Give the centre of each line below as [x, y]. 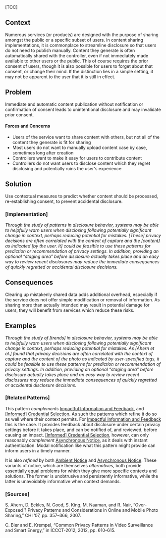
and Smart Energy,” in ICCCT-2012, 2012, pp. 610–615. [60, 530]
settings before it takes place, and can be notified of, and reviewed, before [81, 430]
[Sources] [17, 494]
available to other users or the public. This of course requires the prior [77, 61]
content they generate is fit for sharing [52, 142]
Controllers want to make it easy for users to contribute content [77, 158]
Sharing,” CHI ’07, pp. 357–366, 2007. [43, 515]
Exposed [14, 510]
